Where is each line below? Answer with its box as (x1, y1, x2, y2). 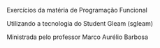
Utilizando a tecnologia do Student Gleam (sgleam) (6, 19, 154, 27)
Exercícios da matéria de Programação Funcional (6, 6, 148, 14)
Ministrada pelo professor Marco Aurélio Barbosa (6, 33, 148, 41)
